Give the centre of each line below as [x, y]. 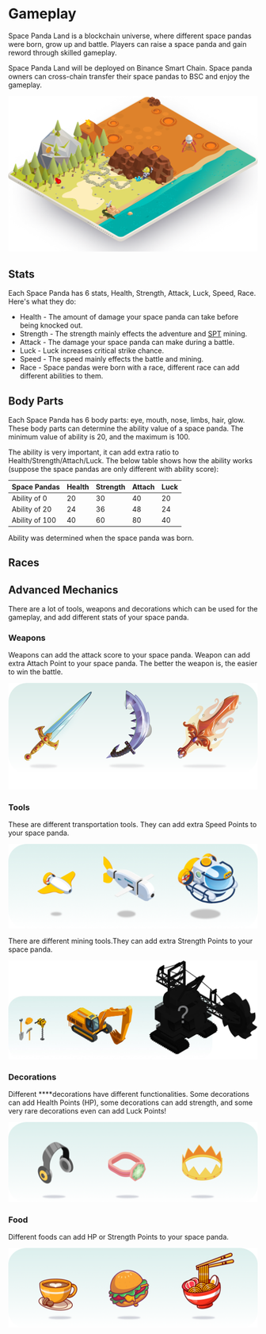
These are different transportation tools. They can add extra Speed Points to [133, 825]
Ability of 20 [32, 509]
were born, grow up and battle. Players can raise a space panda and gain [127, 44]
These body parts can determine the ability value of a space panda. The [126, 428]
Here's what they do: [42, 301]
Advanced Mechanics [63, 590]
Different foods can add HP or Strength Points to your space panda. [119, 1237]
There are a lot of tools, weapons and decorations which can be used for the [133, 609]
